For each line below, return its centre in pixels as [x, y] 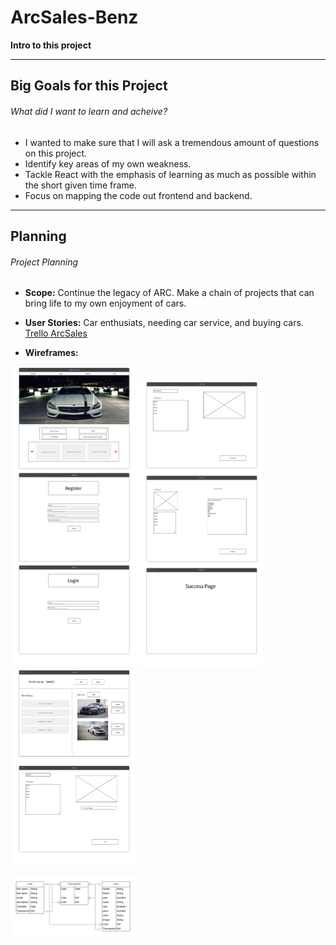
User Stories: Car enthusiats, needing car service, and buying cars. [164, 323]
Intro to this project [51, 45]
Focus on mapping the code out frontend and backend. [138, 195]
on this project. [56, 153]
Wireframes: [51, 353]
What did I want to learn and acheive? [89, 111]
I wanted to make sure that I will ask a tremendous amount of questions [172, 142]
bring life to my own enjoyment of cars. [105, 303]
